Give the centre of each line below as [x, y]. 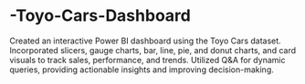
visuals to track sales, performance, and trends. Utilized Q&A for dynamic [147, 60]
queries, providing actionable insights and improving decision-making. [142, 70]
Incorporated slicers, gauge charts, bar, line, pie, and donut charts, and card [153, 50]
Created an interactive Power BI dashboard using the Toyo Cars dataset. [145, 41]
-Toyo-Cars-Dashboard [100, 16]
